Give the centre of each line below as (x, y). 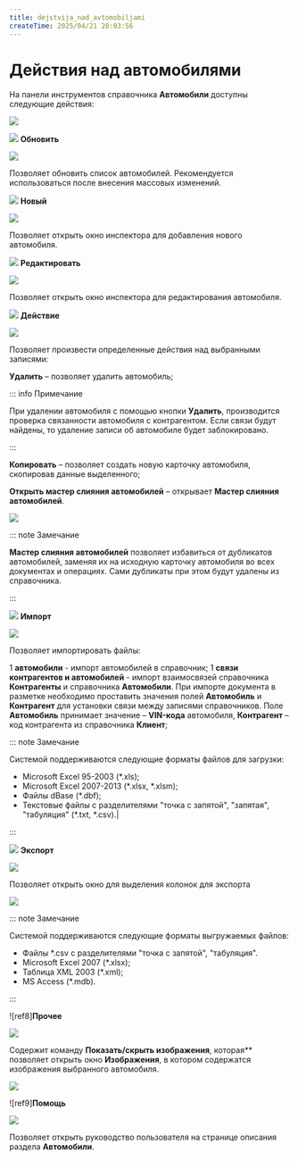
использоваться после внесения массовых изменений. (115, 183)
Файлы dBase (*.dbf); (62, 796)
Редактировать (50, 263)
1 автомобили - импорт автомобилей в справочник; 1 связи (124, 668)
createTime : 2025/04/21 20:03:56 (71, 26)
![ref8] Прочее (36, 1016)
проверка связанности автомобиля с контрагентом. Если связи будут (143, 421)
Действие (40, 316)
